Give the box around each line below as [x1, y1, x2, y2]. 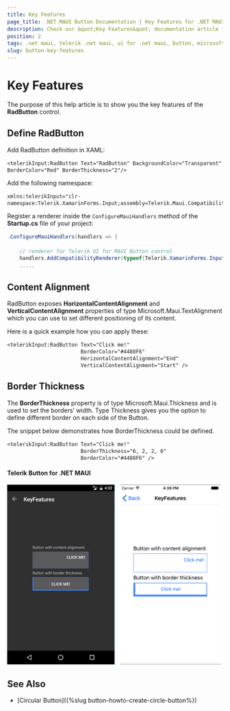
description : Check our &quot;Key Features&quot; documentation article [7, 25, 219, 32]
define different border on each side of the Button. [7, 413, 149, 421]
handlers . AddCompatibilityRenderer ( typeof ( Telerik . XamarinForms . [19, 255, 210, 262]
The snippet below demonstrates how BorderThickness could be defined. [7, 426, 214, 435]
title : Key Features [7, 11, 66, 18]
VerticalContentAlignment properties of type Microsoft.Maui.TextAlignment [7, 306, 222, 315]
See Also [7, 678, 46, 690]
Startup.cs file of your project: [7, 219, 94, 227]
